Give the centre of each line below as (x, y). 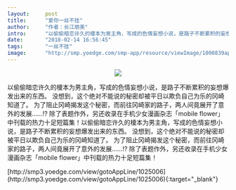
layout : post (33, 14)
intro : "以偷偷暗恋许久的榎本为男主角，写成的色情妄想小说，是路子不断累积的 (114, 33)
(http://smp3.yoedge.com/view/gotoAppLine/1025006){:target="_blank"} (113, 179)
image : (17, 53)
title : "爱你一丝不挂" (45, 20)
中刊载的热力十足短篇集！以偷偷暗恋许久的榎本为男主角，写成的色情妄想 (112, 122)
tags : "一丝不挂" (40, 46)
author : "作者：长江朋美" (48, 27)
